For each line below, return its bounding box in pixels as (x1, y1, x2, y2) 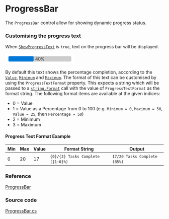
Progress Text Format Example (5, 133, 71, 139)
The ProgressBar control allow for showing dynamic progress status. (5, 20, 147, 26)
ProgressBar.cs (5, 208, 37, 214)
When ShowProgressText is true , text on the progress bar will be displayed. (5, 44, 159, 50)
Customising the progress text (5, 32, 81, 39)
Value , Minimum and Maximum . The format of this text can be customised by (5, 75, 157, 81)
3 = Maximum (12, 122, 41, 128)
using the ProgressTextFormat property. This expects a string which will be (5, 80, 159, 86)
